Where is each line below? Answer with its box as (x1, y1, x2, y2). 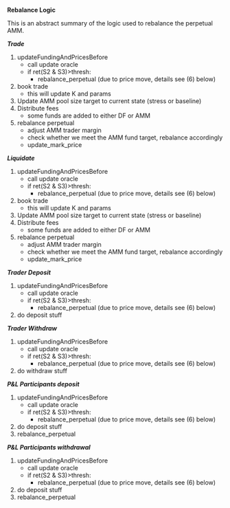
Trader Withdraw (7, 324, 58, 332)
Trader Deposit (7, 268, 51, 276)
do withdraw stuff (16, 367, 67, 375)
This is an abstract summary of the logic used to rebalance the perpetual (7, 19, 213, 27)
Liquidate (7, 154, 35, 162)
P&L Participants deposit (7, 380, 80, 388)
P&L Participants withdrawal (7, 443, 91, 451)
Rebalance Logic (7, 6, 56, 14)
